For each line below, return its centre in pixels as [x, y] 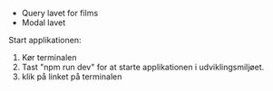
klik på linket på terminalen [72, 77]
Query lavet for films [60, 13]
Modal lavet [43, 23]
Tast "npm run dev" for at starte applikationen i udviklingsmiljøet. [143, 67]
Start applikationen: [45, 40]
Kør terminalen [49, 57]
